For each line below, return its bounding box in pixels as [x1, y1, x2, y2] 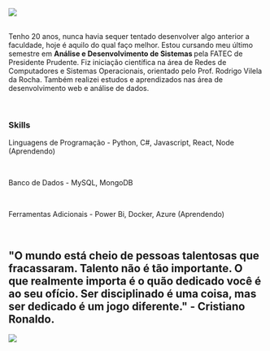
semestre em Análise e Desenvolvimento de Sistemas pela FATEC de [8, 49, 243, 58]
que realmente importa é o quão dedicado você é [8, 274, 262, 288]
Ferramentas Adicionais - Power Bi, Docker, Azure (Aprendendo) [8, 210, 225, 219]
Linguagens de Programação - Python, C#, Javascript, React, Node [8, 138, 234, 148]
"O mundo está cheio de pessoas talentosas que [8, 249, 259, 262]
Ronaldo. [8, 312, 55, 326]
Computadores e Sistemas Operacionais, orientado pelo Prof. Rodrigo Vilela [8, 66, 263, 76]
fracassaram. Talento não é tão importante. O [8, 261, 243, 275]
